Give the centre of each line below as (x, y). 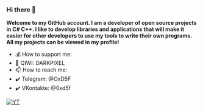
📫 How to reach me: (41, 70)
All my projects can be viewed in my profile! (63, 42)
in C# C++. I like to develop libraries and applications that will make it (95, 29)
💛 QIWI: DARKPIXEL (40, 63)
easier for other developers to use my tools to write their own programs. (99, 36)
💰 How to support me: (43, 55)
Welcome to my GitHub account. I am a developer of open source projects (101, 23)
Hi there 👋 (21, 10)
